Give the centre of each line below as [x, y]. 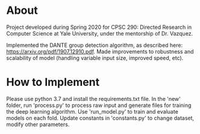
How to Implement [53, 82]
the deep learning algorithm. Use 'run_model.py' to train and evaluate [92, 111]
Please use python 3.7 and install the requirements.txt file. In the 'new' [93, 99]
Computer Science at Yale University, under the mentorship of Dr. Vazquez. [100, 33]
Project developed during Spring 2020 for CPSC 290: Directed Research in [99, 27]
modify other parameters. [38, 124]
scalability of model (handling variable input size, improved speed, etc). [95, 58]
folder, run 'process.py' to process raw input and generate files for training [99, 105]
